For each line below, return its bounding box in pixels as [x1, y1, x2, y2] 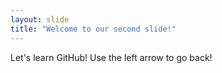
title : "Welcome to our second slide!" [10, 24, 177, 34]
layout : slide [10, 14, 70, 25]
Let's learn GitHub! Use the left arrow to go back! [10, 51, 213, 63]
